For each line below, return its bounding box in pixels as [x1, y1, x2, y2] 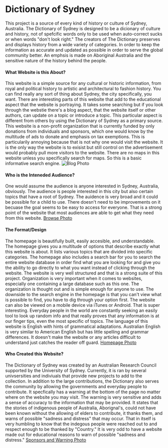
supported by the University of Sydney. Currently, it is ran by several [5, 367, 146, 373]
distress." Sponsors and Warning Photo [5, 436, 86, 443]
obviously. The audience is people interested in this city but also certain [5, 189, 154, 195]
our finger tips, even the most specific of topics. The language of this [5, 318, 148, 324]
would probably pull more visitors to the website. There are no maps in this [5, 150, 159, 156]
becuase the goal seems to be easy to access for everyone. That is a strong [5, 205, 162, 211]
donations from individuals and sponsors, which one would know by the [5, 128, 154, 134]
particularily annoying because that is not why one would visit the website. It [5, 139, 163, 145]
